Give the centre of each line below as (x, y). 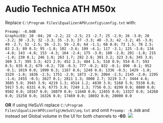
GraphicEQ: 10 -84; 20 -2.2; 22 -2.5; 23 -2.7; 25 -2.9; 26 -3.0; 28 (77, 36)
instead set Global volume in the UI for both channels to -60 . (66, 116)
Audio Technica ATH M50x (61, 9)
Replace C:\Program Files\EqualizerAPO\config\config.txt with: (71, 23)
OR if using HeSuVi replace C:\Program (44, 105)
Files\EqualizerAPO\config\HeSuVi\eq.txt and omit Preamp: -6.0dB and (77, 110)
